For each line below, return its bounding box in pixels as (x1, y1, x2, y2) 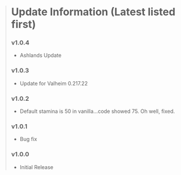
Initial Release (19, 163, 54, 170)
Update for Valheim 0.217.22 (19, 80, 88, 87)
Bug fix (19, 136, 37, 143)
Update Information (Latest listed (11, 5, 176, 19)
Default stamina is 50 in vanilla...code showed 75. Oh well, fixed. (19, 108, 175, 115)
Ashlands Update (19, 52, 62, 59)
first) (11, 18, 36, 31)
